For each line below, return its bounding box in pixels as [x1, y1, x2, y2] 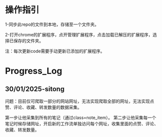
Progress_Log [5, 66, 62, 77]
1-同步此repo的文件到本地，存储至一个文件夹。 [5, 21, 99, 27]
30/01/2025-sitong [5, 85, 65, 93]
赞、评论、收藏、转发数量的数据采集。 [5, 104, 82, 110]
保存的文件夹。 [13, 37, 44, 44]
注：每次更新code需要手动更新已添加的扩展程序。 [5, 48, 105, 54]
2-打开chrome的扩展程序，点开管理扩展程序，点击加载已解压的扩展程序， [5, 32, 153, 37]
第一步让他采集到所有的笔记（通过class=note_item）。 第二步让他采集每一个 [5, 115, 157, 120]
